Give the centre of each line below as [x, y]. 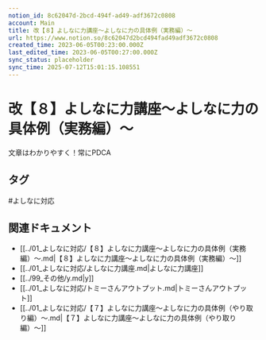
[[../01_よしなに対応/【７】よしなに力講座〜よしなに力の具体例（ [126, 308]
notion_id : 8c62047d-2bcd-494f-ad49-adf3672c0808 [92, 15]
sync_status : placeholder [51, 60]
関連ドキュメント [50, 228]
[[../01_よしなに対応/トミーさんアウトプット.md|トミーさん [116, 288]
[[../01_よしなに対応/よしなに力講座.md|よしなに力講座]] [112, 269]
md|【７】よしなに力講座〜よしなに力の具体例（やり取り [143, 318]
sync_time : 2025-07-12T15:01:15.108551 [74, 68]
